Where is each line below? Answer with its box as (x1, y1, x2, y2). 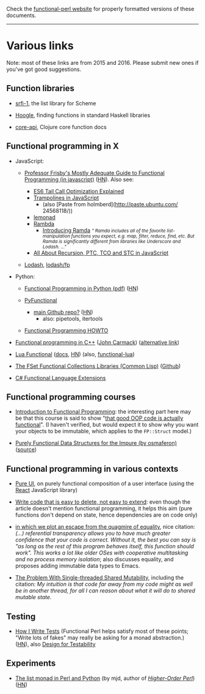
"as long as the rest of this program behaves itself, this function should (15, 543, 194, 550)
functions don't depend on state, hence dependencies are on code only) (15, 511, 198, 519)
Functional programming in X (6, 141, 119, 152)
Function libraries (6, 83, 75, 94)
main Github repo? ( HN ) (33, 308, 93, 316)
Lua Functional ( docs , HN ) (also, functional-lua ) (15, 350, 135, 357)
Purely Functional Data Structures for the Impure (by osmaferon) (15, 439, 177, 447)
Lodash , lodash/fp (24, 261, 70, 268)
